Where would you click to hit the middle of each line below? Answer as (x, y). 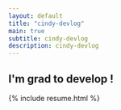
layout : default (35, 16)
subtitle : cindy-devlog (48, 38)
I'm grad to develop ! (61, 79)
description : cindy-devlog (54, 46)
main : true (27, 31)
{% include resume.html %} (54, 98)
